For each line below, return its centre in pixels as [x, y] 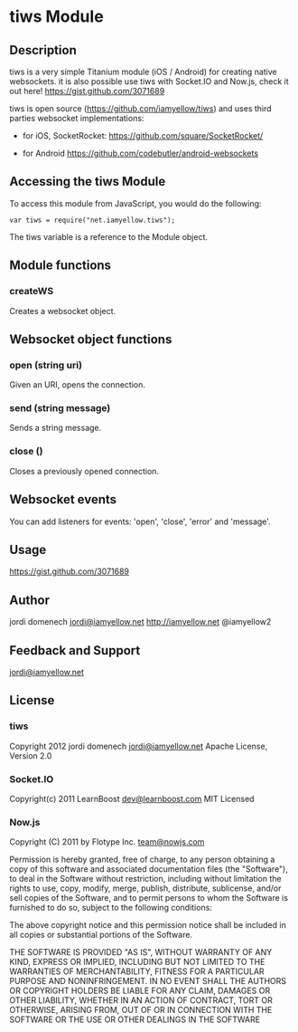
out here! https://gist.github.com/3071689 [87, 91]
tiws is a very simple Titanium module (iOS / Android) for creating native [143, 72]
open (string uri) [46, 365]
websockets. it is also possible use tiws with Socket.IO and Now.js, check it [149, 81]
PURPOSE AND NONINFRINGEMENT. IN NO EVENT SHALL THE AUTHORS [148, 981]
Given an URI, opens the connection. [78, 385]
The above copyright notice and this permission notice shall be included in [148, 925]
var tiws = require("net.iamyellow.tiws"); [93, 220]
